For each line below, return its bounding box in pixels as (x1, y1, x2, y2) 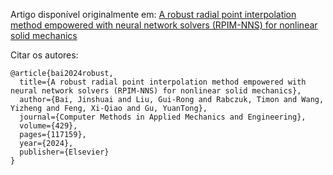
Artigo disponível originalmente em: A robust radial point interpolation (10, 9, 297, 20)
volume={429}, (19, 121, 78, 131)
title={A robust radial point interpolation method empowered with (19, 77, 307, 87)
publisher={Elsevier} (19, 147, 110, 157)
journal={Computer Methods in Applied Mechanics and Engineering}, (19, 112, 307, 122)
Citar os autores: (10, 49, 79, 61)
